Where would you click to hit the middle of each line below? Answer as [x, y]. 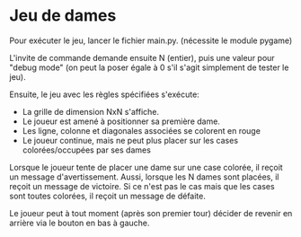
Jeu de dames [63, 16]
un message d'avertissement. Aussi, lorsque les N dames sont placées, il [144, 177]
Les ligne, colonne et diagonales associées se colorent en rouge [141, 130]
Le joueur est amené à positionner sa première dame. [121, 121]
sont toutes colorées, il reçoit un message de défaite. [108, 196]
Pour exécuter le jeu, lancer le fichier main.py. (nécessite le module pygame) [151, 40]
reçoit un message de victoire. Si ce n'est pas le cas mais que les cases [142, 186]
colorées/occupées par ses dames [86, 150]
